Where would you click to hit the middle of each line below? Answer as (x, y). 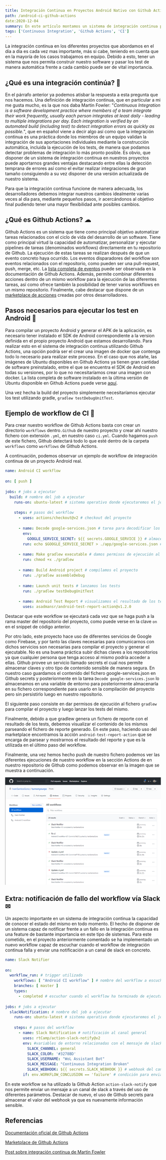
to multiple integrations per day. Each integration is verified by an (72, 121)
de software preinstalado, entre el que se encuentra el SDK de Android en (80, 367)
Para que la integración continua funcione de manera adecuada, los (74, 188)
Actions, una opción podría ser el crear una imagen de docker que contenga (83, 351)
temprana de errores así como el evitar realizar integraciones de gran (76, 168)
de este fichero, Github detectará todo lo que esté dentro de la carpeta (77, 441)
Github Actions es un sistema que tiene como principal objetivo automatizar (82, 232)
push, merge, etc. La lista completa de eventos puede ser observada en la (81, 269)
